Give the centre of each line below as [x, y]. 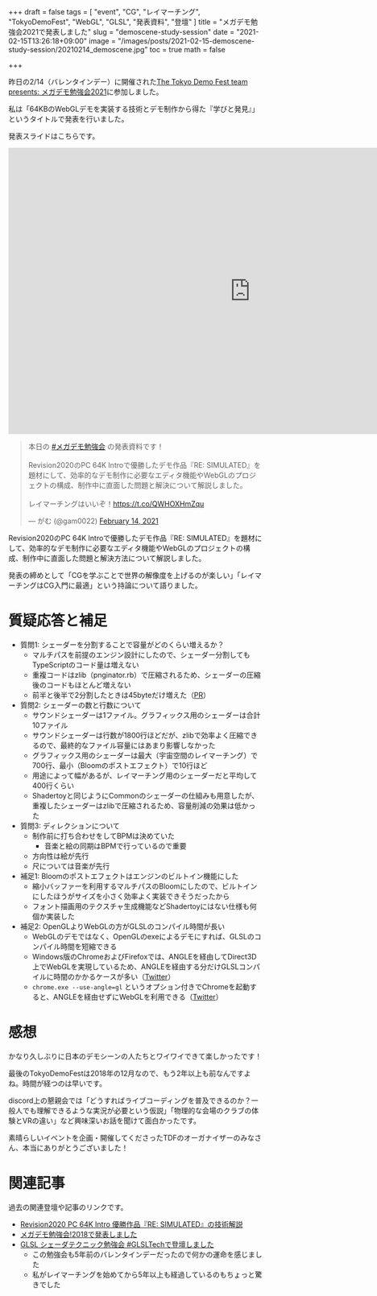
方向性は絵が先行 [60, 856]
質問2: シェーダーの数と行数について [81, 705]
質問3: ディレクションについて [70, 825]
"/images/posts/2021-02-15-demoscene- [186, 41]
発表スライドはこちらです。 [54, 136]
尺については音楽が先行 [71, 866]
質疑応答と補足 [58, 621]
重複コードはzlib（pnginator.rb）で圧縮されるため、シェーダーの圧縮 [146, 675]
